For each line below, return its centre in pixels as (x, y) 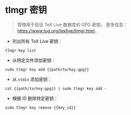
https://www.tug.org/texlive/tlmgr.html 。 (58, 30)
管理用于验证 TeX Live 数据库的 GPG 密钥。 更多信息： (72, 25)
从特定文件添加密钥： (34, 60)
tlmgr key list (21, 50)
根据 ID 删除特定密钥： (35, 98)
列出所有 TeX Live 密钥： (37, 41)
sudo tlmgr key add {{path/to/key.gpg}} (47, 69)
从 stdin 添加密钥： (32, 79)
